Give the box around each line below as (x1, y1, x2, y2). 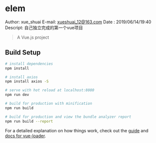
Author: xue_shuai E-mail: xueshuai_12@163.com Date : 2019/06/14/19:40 (5, 19, 152, 25)
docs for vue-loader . (5, 133, 46, 139)
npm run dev (5, 93, 29, 97)
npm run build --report (5, 119, 53, 124)
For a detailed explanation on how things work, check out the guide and (5, 127, 149, 133)
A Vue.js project (17, 34, 50, 40)
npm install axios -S (5, 79, 49, 84)
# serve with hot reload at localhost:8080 (5, 88, 95, 93)
